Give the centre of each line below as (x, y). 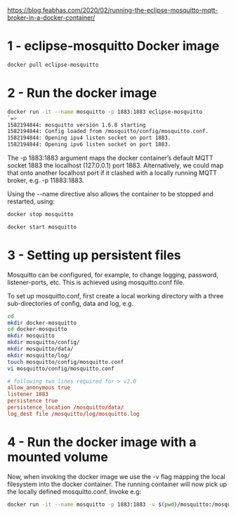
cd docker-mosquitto (38, 329)
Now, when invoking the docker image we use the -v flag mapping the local (117, 476)
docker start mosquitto (42, 227)
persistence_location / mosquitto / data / (66, 407)
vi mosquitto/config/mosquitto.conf (61, 369)
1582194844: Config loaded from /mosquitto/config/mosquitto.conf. (108, 132)
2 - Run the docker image (82, 93)
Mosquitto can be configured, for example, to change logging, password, (113, 274)
